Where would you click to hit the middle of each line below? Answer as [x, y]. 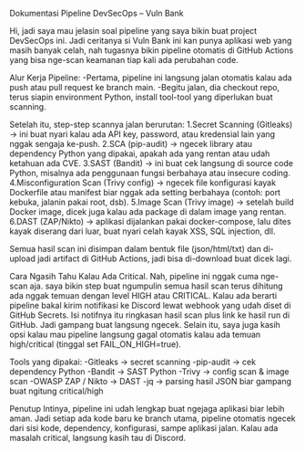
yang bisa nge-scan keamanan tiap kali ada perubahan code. [124, 60]
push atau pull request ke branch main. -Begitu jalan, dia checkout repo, [145, 87]
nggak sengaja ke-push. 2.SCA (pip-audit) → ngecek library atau [131, 144]
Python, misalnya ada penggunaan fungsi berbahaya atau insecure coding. [150, 173]
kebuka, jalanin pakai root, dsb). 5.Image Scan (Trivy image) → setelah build [152, 202]
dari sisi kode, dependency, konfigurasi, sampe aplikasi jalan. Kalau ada [144, 428]
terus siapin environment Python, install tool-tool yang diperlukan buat [141, 97]
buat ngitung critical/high [56, 391]
